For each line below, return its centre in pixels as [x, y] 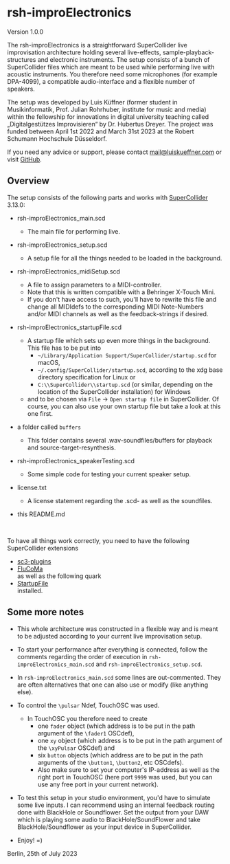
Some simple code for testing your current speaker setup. [109, 474]
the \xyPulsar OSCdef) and [76, 748]
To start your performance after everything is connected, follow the [112, 649]
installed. [30, 590]
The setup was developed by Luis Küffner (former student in [92, 102]
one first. [40, 413]
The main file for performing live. [74, 231]
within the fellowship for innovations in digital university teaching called [108, 117]
